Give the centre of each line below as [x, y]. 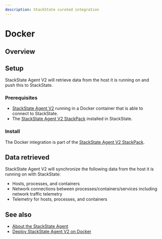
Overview [20, 52]
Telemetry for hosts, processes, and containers [60, 199]
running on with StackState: [33, 174]
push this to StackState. [29, 85]
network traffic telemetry [37, 194]
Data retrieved [27, 157]
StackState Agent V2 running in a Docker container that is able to [78, 108]
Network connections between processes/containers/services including [85, 189]
